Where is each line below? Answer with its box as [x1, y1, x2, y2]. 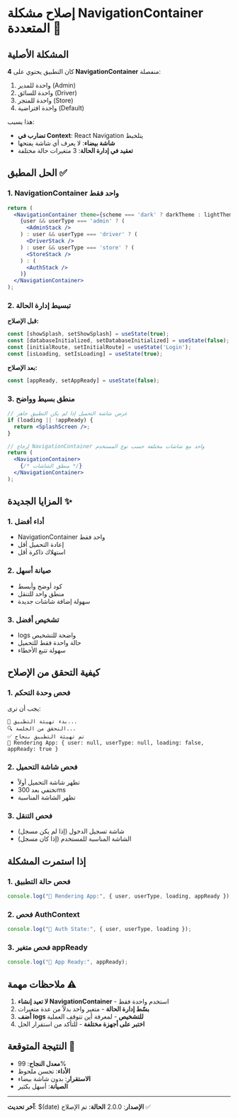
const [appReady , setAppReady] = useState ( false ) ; [7, 377, 160, 384]
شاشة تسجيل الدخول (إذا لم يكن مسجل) [17, 827, 125, 836]
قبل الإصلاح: [7, 316, 39, 325]
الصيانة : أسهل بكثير [17, 1082, 69, 1090]
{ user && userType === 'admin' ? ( [20, 218, 125, 225]
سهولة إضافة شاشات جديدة [17, 597, 91, 605]
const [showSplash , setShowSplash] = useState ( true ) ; [7, 331, 170, 338]
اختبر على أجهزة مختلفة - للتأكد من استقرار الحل [17, 1020, 145, 1028]
